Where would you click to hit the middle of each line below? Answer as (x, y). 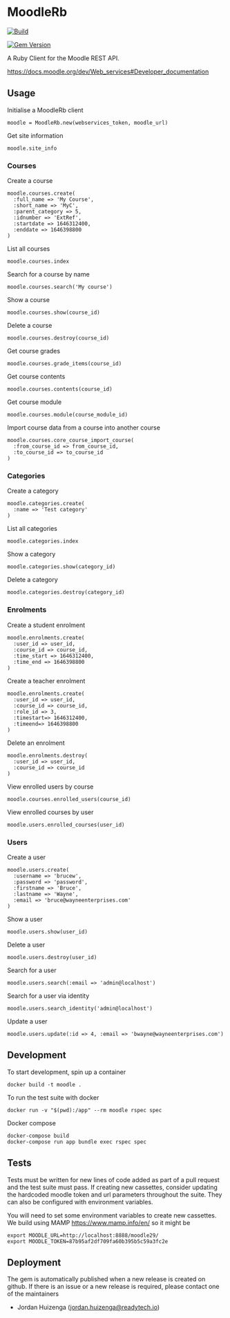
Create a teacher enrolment (46, 680)
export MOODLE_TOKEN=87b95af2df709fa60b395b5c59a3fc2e (88, 1241)
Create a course (30, 181)
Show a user (25, 919)
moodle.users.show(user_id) (48, 932)
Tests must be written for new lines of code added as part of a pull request (113, 1179)
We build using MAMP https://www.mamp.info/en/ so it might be (99, 1222)
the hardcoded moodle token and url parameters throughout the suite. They (115, 1194)
